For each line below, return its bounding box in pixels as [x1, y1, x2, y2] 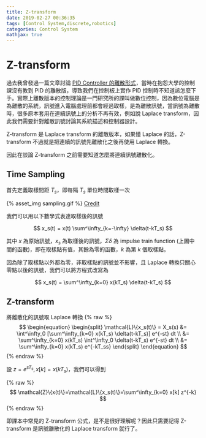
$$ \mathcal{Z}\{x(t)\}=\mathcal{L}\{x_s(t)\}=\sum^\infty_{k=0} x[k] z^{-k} [9, 388, 197, 396]
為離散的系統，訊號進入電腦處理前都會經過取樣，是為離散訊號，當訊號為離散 [6, 102, 200, 110]
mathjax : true [6, 32, 43, 38]
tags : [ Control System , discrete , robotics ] [6, 20, 116, 26]
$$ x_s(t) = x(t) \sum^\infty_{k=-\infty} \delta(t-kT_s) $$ [33, 224, 173, 232]
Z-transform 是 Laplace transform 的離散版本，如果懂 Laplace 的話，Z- [6, 130, 186, 138]
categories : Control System [6, 26, 78, 32]
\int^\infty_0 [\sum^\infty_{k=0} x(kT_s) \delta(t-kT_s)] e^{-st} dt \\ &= [16, 330, 190, 338]
